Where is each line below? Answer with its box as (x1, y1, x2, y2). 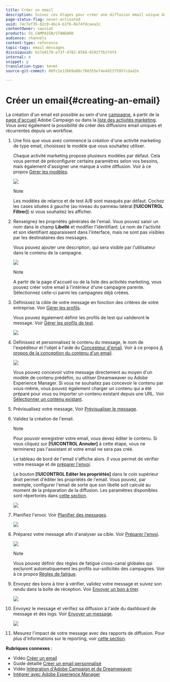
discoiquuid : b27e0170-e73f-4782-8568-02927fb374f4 (6, 50, 117, 55)
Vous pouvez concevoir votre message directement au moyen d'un (13, 369, 153, 375)
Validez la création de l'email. (13, 415, 74, 421)
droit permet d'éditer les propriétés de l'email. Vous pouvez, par (13, 476, 146, 482)
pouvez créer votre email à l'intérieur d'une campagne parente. (13, 284, 145, 290)
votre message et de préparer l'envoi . (13, 461, 91, 467)
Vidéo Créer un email (13, 655, 58, 661)
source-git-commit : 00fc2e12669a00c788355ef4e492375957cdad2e (6, 69, 139, 74)
